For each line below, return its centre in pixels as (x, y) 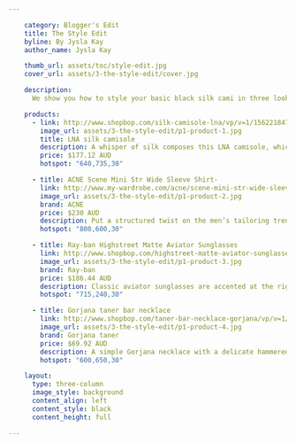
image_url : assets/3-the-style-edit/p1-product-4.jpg (141, 327)
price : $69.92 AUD (74, 343)
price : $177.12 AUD (76, 156)
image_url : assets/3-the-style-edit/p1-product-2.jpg (141, 196)
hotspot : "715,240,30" (82, 295)
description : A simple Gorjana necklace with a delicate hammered (165, 352)
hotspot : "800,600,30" (82, 229)
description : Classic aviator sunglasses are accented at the (157, 286)
